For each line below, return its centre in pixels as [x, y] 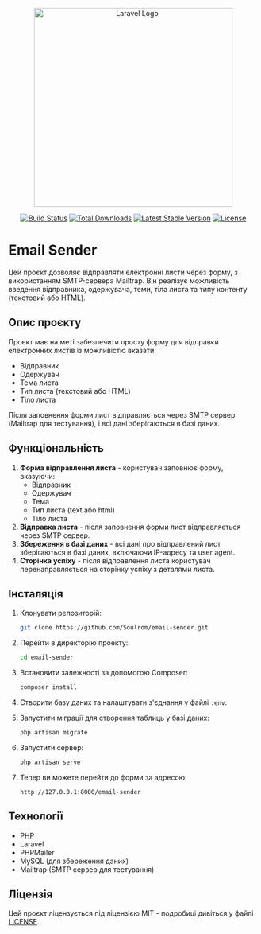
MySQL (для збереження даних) [74, 861]
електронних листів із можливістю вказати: [82, 350]
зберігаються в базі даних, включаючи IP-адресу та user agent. [127, 552]
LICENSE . [24, 922]
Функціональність [56, 448]
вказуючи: [37, 476]
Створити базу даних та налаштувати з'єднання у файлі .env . [123, 702]
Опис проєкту [45, 323]
